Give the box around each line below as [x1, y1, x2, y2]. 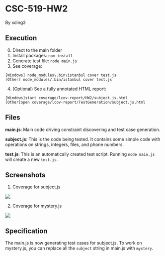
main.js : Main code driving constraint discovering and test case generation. [5, 127, 161, 132]
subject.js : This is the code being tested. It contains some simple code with [5, 136, 161, 142]
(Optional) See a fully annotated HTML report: [12, 86, 106, 92]
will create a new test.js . [5, 156, 58, 162]
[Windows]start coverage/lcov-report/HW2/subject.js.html [5, 95, 128, 100]
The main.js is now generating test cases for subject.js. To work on [5, 240, 143, 246]
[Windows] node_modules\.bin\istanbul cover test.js [5, 73, 117, 78]
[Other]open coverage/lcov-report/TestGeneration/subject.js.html [5, 100, 146, 105]
